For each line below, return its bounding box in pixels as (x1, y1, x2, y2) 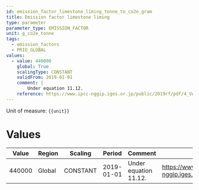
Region (38, 149, 59, 157)
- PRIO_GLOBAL (11, 47, 46, 53)
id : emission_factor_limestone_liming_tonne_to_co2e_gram (6, 8, 152, 15)
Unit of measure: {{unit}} (6, 107, 70, 114)
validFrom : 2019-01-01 (17, 74, 73, 80)
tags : (6, 36, 20, 42)
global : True (17, 63, 49, 70)
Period (102, 149, 123, 157)
